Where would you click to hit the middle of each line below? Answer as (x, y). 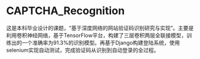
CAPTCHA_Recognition (66, 11)
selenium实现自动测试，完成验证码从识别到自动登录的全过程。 (83, 50)
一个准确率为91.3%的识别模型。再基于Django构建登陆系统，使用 (101, 42)
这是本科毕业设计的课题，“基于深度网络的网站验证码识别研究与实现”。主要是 (100, 28)
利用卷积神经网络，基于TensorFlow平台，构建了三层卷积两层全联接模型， (96, 35)
